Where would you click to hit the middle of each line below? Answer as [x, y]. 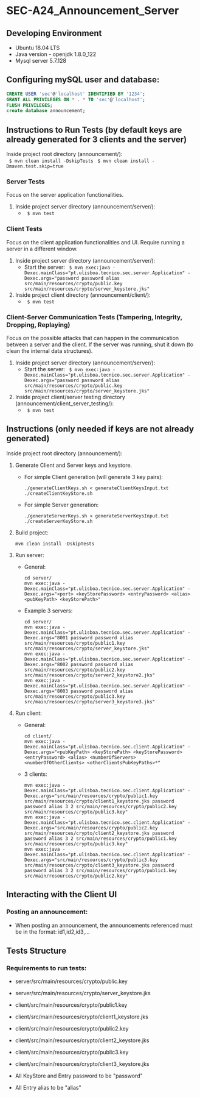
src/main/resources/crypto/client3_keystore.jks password [99, 865]
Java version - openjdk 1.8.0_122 [56, 54]
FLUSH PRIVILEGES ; [29, 105]
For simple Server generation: [61, 505]
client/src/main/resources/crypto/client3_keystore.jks [82, 1064]
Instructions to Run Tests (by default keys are [94, 130]
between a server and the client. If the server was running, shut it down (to [100, 344]
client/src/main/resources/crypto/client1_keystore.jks [82, 1017]
